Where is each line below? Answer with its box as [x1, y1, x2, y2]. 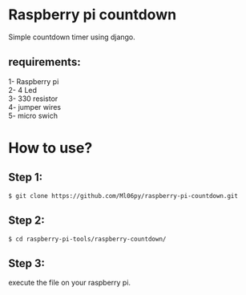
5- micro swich [8, 111, 58, 120]
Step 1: [8, 171, 43, 184]
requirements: [8, 55, 82, 69]
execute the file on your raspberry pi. [8, 278, 131, 288]
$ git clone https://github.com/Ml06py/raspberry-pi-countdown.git [8, 192, 239, 200]
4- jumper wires [8, 102, 62, 111]
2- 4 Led [8, 85, 38, 95]
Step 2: [8, 214, 46, 228]
